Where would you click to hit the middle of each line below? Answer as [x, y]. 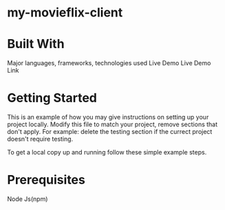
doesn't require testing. [40, 139]
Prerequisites [46, 180]
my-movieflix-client [65, 13]
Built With [36, 44]
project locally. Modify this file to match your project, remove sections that [112, 124]
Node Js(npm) [28, 199]
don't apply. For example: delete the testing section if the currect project [110, 132]
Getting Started [52, 98]
